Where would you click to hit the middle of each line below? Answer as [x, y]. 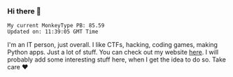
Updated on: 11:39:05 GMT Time [53, 32]
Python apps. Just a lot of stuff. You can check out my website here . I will [113, 52]
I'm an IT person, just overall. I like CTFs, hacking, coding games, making [113, 45]
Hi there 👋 [24, 11]
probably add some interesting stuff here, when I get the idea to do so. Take [116, 59]
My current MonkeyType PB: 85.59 [56, 26]
